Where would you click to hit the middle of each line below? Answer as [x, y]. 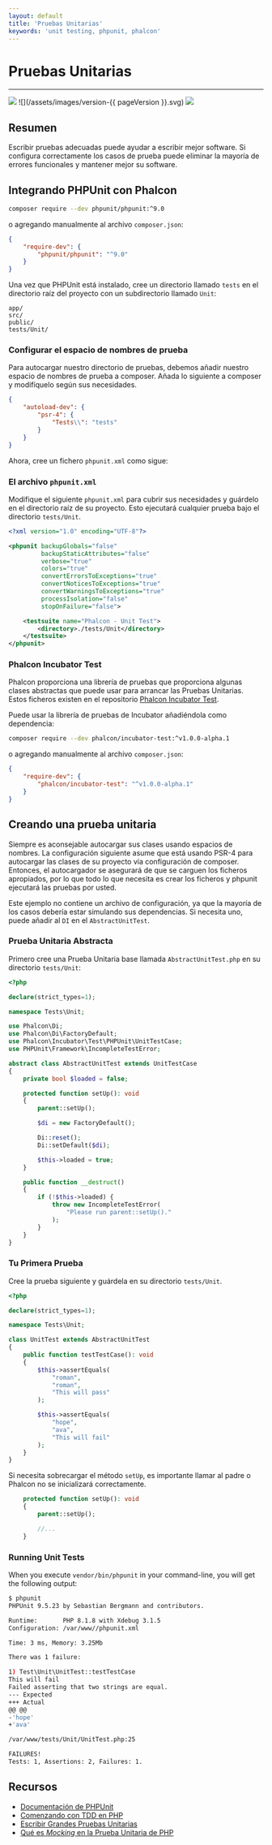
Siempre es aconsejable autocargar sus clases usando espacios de [121, 844]
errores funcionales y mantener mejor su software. [93, 165]
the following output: [43, 1584]
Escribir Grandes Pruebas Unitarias [79, 1824]
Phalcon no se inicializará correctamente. [77, 1484]
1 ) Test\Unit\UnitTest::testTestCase [72, 1672]
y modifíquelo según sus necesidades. [73, 385]
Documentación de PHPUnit [67, 1806]
